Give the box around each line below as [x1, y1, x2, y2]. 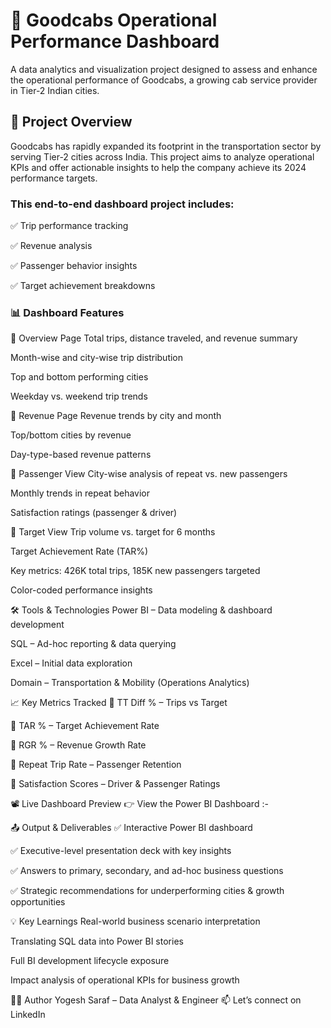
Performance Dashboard [10, 30, 220, 53]
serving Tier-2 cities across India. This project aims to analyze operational [10, 150, 315, 163]
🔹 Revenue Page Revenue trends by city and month [10, 410, 222, 422]
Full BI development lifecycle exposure [10, 955, 170, 967]
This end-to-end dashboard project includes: [10, 197, 235, 211]
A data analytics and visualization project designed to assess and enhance [10, 63, 318, 75]
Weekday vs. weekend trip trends [10, 390, 148, 403]
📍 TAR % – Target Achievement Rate [10, 720, 160, 732]
